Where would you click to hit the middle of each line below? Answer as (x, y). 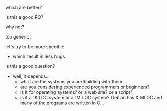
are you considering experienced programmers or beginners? (85, 87)
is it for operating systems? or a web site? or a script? (76, 92)
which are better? (24, 7)
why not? (15, 27)
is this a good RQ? (24, 17)
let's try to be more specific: (35, 47)
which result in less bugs (39, 56)
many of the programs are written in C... (62, 103)
